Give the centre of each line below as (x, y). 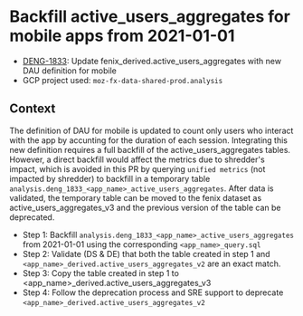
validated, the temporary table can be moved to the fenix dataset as (136, 197)
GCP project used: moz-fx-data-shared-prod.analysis (123, 80)
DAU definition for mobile (70, 71)
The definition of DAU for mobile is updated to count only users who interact (151, 130)
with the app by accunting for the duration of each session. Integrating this (148, 140)
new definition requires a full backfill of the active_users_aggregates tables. (150, 149)
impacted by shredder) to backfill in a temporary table (110, 178)
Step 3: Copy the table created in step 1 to (100, 273)
